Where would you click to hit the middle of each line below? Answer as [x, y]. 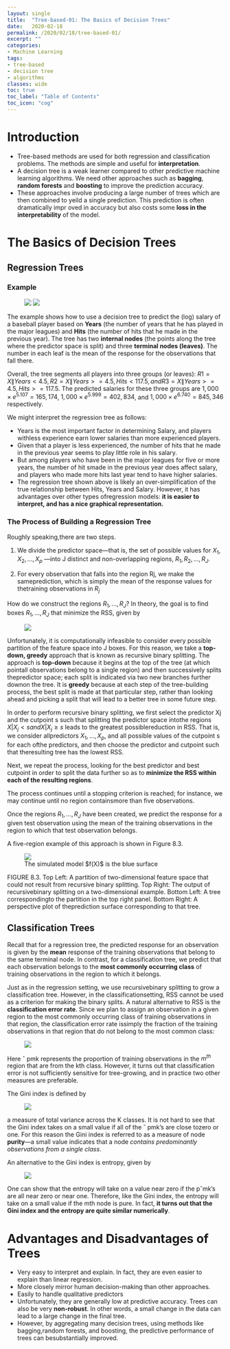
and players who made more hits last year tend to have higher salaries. [117, 475]
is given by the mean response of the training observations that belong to [111, 952]
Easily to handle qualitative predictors [70, 1294]
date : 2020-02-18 [35, 26]
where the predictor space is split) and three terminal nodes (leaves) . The [112, 346]
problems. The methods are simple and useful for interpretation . [109, 163]
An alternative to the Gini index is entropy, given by [79, 1162]
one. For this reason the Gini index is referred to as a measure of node [106, 1135]
